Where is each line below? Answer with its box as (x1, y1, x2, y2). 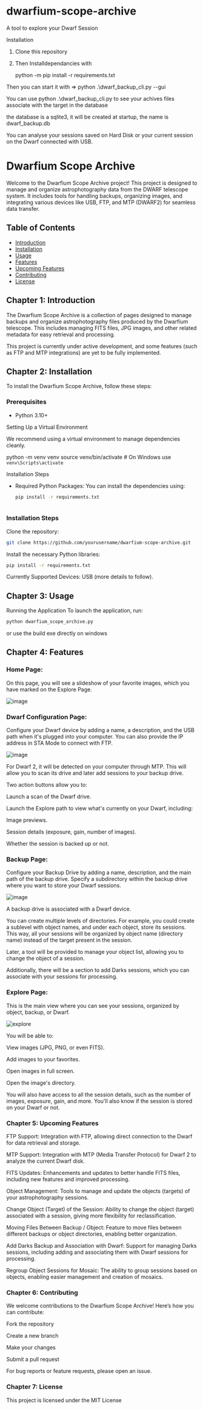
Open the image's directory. (6, 1079, 76, 1086)
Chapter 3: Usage (6, 590, 75, 601)
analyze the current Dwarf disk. (6, 1157, 85, 1165)
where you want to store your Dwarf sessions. (6, 882, 121, 889)
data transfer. (6, 205, 40, 212)
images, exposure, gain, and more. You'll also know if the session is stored (6, 1097, 193, 1104)
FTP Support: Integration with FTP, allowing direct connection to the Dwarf (6, 1132, 193, 1140)
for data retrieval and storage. (6, 1139, 81, 1146)
